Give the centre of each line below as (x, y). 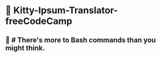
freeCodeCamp (39, 21)
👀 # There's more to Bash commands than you (80, 40)
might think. (25, 48)
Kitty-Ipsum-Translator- (66, 10)
